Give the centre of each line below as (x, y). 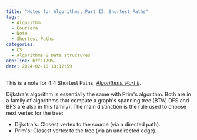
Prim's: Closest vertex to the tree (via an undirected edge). (86, 131)
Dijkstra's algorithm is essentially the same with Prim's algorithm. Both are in (98, 94)
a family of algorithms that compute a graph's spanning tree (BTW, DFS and (98, 101)
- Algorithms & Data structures (51, 55)
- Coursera (25, 28)
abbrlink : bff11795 (30, 61)
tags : (13, 17)
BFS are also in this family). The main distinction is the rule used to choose (96, 107)
